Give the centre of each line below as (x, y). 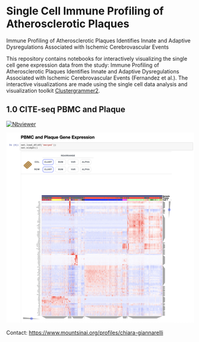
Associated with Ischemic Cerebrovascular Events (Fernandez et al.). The (97, 78)
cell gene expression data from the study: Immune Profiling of (83, 65)
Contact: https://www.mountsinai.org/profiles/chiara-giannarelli (85, 332)
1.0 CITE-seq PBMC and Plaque (66, 110)
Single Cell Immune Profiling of (85, 11)
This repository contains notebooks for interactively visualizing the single (97, 58)
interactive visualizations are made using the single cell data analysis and (97, 84)
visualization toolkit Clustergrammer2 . (53, 90)
